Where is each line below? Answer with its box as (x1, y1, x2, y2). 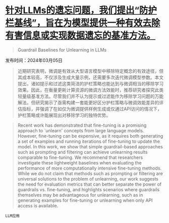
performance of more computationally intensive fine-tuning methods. (17, 165, 162, 171)
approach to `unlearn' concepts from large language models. (17, 127, 144, 134)
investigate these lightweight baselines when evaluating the (17, 159, 142, 165)
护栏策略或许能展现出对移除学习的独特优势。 (17, 112, 111, 118)
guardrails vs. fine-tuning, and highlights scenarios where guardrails (17, 186, 160, 192)
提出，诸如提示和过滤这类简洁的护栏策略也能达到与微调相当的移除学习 (17, 80, 164, 86)
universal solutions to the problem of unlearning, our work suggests (17, 176, 159, 182)
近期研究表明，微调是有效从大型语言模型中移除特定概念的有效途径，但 (17, 68, 164, 74)
